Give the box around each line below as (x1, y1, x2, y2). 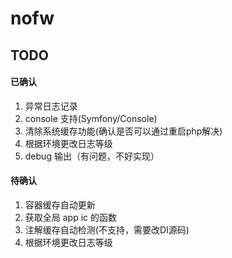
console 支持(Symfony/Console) (24, 112, 158, 124)
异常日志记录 (24, 100, 78, 112)
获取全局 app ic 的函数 (24, 211, 118, 223)
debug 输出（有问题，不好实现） (24, 150, 160, 162)
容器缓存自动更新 (24, 198, 96, 211)
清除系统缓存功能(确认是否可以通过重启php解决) (24, 125, 223, 137)
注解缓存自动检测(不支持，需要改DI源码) (24, 223, 190, 236)
